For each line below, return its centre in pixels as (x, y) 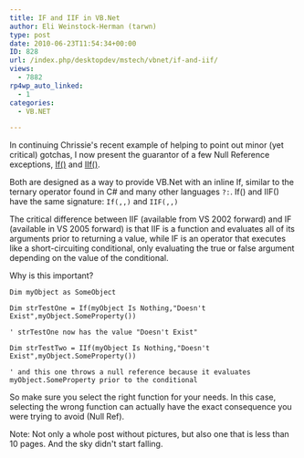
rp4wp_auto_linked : (47, 86)
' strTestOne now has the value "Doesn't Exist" (104, 333)
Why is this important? (52, 276)
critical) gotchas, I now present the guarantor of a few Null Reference (140, 155)
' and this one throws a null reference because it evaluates (130, 372)
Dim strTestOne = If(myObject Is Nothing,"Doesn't (108, 308)
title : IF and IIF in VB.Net (65, 18)
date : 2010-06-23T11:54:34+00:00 (73, 43)
